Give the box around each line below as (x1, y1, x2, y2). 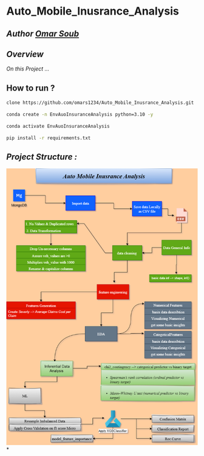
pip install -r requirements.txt (6, 135, 91, 141)
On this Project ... (6, 65, 50, 72)
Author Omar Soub (6, 29, 80, 39)
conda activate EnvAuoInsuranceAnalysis (6, 123, 110, 129)
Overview (6, 49, 44, 59)
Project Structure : (6, 152, 78, 162)
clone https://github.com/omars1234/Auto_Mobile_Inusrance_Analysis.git (6, 100, 194, 106)
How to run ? (6, 83, 55, 93)
